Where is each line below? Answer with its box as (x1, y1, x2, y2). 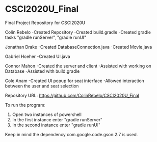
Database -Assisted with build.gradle (5, 68, 80, 74)
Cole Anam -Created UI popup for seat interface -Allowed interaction (5, 78, 145, 84)
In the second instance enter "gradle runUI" (12, 122, 101, 128)
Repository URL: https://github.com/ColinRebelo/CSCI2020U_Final (5, 92, 139, 98)
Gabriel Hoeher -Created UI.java (5, 53, 70, 59)
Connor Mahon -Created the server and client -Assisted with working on (5, 63, 152, 69)
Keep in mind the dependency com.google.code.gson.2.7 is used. (5, 131, 138, 137)
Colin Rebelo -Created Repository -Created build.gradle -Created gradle (5, 29, 151, 35)
